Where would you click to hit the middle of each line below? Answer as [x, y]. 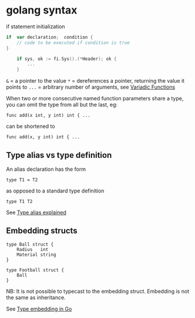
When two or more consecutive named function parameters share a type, [95, 99]
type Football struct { [35, 270]
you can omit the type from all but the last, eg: [62, 105]
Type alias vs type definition [59, 155]
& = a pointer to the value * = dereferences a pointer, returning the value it [95, 81]
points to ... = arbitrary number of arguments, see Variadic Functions [91, 87]
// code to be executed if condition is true [73, 43]
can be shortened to [31, 126]
